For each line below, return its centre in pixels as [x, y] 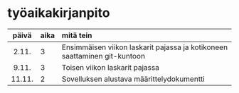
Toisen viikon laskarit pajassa [111, 67]
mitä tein [77, 35]
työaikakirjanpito [59, 13]
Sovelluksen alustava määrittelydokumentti [133, 79]
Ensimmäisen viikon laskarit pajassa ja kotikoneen [145, 47]
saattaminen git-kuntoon [103, 56]
